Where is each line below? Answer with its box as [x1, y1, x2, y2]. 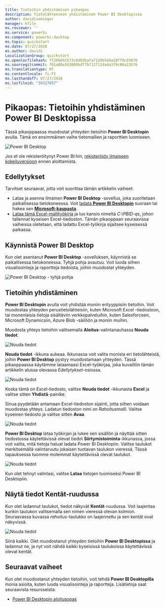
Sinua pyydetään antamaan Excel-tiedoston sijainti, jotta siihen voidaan [5, 401, 149, 407]
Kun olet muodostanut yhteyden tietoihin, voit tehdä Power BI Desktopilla [5, 576, 154, 582]
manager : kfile [5, 21, 36, 26]
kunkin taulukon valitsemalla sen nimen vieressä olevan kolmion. [5, 508, 136, 514]
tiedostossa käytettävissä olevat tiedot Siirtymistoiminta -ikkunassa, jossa [5, 436, 156, 442]
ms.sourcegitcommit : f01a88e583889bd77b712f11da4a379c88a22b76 [5, 62, 138, 67]
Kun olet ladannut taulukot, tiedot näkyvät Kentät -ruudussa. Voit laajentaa [5, 503, 155, 509]
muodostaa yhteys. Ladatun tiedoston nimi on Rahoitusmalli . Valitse [5, 406, 142, 412]
